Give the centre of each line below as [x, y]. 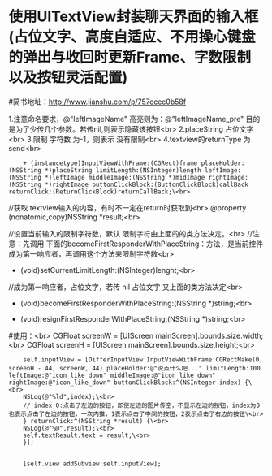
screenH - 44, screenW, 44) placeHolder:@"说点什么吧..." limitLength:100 [135, 368]
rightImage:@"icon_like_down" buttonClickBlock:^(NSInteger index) [125, 383]
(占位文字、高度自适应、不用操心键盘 [132, 37]
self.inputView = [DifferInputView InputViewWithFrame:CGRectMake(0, [143, 359]
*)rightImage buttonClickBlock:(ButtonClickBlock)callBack [147, 184]
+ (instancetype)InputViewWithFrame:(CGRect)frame [110, 163]
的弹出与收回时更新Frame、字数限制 [130, 57]
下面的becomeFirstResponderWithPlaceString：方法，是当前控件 [155, 244]
